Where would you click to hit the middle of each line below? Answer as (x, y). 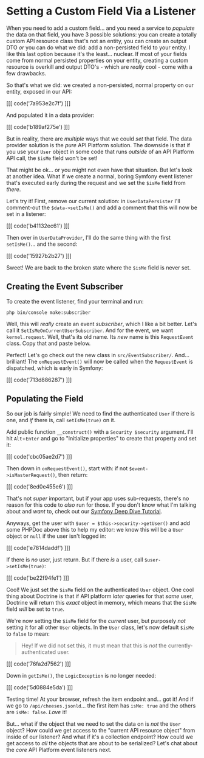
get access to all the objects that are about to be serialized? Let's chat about (102, 743)
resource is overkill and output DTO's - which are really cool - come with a (99, 67)
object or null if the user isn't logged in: (56, 536)
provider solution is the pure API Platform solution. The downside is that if (98, 145)
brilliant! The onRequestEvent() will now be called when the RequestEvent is (100, 361)
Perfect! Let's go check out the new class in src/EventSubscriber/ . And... (98, 355)
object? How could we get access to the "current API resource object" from (101, 730)
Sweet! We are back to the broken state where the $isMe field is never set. (99, 267)
